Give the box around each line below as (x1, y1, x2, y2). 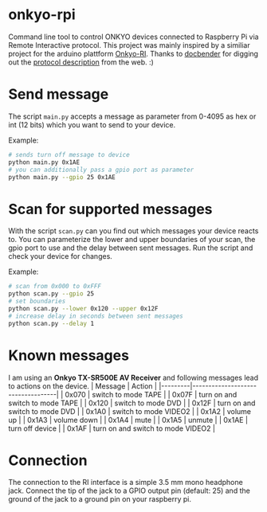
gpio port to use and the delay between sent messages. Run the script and (8, 243, 253, 252)
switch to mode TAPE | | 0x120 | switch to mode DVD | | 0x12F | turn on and (8, 398, 256, 408)
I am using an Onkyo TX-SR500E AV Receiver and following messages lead (8, 373, 259, 382)
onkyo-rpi (8, 6, 76, 24)
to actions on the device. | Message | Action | (8, 381, 158, 391)
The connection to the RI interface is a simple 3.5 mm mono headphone (8, 478, 243, 487)
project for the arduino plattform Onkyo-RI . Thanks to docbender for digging (8, 49, 259, 58)
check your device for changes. (8, 252, 113, 261)
